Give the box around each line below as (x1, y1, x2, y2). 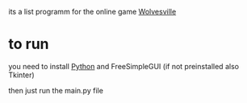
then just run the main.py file (8, 85, 103, 95)
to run (8, 35, 50, 53)
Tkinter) (8, 70, 35, 80)
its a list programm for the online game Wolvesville (8, 7, 177, 16)
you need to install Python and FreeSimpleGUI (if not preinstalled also (8, 61, 240, 71)
